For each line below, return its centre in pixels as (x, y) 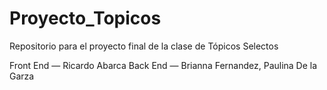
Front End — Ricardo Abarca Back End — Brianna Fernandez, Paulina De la (163, 65)
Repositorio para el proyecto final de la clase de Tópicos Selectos (144, 46)
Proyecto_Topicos (85, 18)
